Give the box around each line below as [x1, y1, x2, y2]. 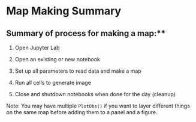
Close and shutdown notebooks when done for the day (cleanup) [14, 91, 176, 97]
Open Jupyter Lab [14, 44, 60, 51]
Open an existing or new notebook [14, 56, 101, 63]
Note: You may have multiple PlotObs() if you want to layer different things [6, 102, 191, 109]
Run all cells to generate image [14, 79, 92, 86]
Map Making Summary [6, 4, 122, 18]
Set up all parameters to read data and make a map [14, 67, 142, 75]
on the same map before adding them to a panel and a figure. [6, 109, 158, 115]
